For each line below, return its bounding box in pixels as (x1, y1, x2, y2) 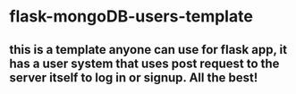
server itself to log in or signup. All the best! (9, 70, 258, 85)
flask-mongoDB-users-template (9, 6, 253, 27)
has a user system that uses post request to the (9, 56, 280, 71)
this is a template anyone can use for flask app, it (9, 42, 288, 57)
